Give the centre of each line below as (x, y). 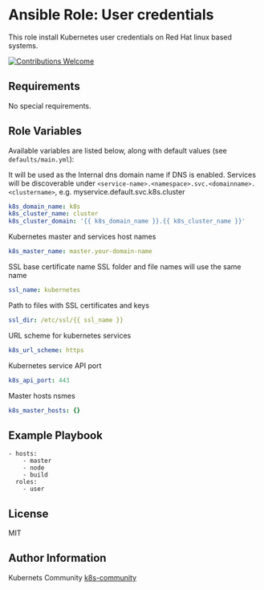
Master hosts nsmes (42, 395)
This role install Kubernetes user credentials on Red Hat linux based (120, 37)
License (28, 513)
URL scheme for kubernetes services (70, 335)
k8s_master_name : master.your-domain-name (80, 252)
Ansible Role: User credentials (111, 15)
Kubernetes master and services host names (82, 237)
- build (35, 475)
